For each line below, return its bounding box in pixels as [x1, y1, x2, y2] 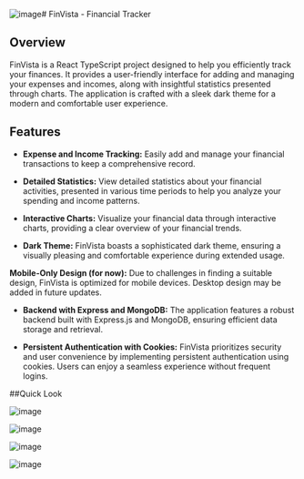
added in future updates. [9, 287, 103, 298]
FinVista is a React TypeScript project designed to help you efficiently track [9, 59, 291, 70]
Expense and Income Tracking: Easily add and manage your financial [22, 148, 285, 159]
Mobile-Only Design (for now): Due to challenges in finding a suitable [9, 267, 273, 278]
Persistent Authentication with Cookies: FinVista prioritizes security [22, 341, 282, 352]
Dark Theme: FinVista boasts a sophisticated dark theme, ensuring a [22, 239, 281, 250]
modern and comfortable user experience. [9, 97, 168, 108]
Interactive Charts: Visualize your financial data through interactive [22, 212, 277, 223]
